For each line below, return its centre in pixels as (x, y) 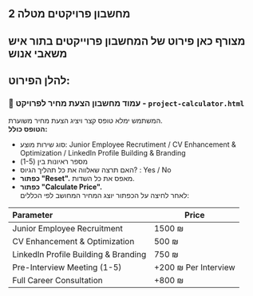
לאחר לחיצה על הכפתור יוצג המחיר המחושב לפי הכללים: (105, 195)
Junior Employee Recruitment (68, 229)
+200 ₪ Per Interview (195, 267)
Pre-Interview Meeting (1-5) (67, 267)
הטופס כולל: (28, 129)
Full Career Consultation (58, 281)
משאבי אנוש (38, 53)
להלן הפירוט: (39, 81)
